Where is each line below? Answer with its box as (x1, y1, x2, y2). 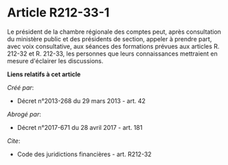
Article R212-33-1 (7, 5, 110, 21)
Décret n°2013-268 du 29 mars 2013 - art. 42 (16, 96, 146, 104)
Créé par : (7, 83, 34, 91)
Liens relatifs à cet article (7, 70, 81, 78)
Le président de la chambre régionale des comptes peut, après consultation (7, 27, 222, 36)
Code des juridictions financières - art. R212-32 (16, 150, 152, 158)
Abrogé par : (7, 110, 41, 118)
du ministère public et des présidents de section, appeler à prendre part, (7, 34, 212, 43)
